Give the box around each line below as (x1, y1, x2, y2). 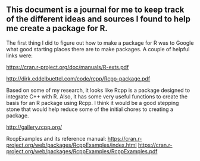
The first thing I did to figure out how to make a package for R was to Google (6, 39, 194, 47)
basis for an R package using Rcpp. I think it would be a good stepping (6, 99, 179, 106)
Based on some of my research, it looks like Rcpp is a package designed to (6, 86, 190, 94)
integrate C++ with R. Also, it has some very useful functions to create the (6, 92, 188, 100)
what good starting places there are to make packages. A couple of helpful (6, 45, 190, 52)
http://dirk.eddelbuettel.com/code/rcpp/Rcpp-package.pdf (6, 75, 151, 82)
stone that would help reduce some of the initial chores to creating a (6, 106, 174, 113)
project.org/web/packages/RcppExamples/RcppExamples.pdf (6, 147, 158, 154)
